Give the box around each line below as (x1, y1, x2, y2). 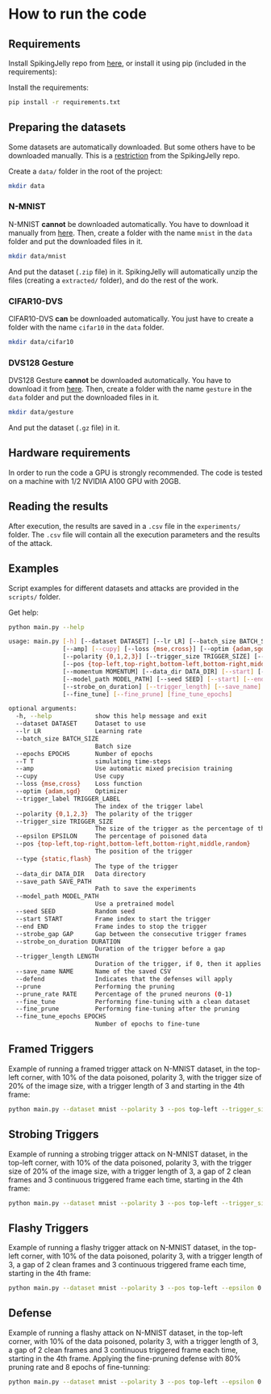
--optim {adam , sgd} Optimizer (15, 787, 128, 796)
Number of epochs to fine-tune (94, 1020, 200, 1028)
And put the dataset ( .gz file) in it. (8, 423, 120, 433)
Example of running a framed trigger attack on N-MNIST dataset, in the (8, 1064, 244, 1073)
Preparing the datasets (8, 120, 127, 134)
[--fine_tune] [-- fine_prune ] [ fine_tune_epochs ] (62, 690, 232, 699)
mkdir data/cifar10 (8, 338, 74, 346)
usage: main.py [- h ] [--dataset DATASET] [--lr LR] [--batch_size (8, 637, 236, 646)
